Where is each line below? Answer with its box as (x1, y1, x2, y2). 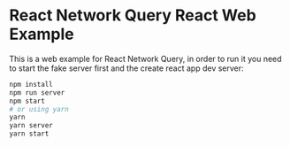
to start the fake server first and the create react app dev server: (9, 63, 245, 73)
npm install (9, 80, 53, 89)
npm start (9, 97, 46, 105)
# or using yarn (9, 104, 69, 113)
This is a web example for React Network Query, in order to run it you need (9, 53, 282, 64)
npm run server (9, 88, 65, 97)
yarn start (9, 129, 50, 138)
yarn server (9, 121, 53, 130)
